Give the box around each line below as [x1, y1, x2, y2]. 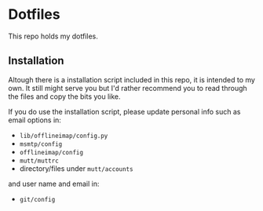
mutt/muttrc [19, 157, 59, 165]
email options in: [8, 115, 61, 125]
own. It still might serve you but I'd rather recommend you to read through [8, 83, 247, 93]
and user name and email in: [8, 179, 100, 188]
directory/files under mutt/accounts [19, 163, 133, 173]
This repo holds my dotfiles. [8, 31, 98, 41]
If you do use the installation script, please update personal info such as [8, 107, 241, 116]
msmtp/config [19, 140, 63, 148]
